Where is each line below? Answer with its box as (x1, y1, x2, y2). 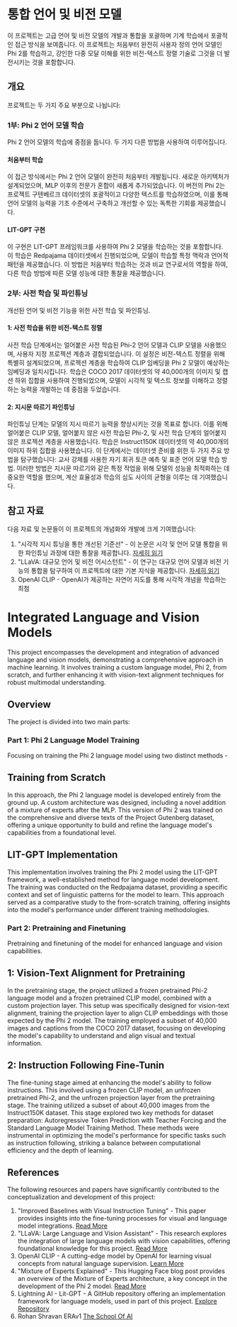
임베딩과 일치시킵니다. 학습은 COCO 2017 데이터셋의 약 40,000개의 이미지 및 (7, 367, 221, 376)
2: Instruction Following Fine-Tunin (7, 1060, 165, 1072)
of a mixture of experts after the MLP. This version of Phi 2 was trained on (7, 806, 223, 814)
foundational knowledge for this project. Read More (17, 1244, 168, 1253)
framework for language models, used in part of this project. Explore (17, 1297, 217, 1306)
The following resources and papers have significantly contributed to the (7, 1185, 219, 1194)
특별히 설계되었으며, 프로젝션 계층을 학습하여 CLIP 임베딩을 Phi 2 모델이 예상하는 (7, 358, 230, 367)
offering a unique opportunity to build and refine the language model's (7, 821, 212, 829)
